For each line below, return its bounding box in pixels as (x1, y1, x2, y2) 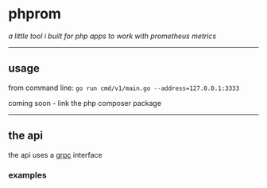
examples (8, 170, 47, 181)
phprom (8, 5, 62, 23)
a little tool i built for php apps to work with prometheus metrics (8, 31, 217, 41)
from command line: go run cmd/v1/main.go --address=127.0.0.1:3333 (8, 83, 240, 92)
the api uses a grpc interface (8, 150, 103, 159)
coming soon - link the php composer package (8, 98, 161, 108)
